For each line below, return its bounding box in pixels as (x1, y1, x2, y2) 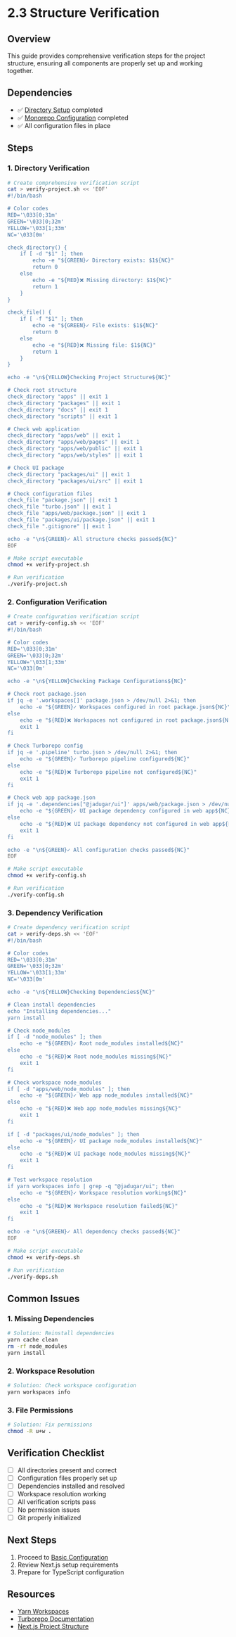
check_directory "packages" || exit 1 (7, 400, 121, 407)
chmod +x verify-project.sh (7, 561, 90, 568)
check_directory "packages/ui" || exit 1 (7, 471, 131, 478)
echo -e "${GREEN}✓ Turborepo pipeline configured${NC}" (20, 756, 190, 763)
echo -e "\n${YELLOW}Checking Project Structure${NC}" (7, 374, 171, 381)
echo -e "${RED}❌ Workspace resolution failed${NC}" (20, 1202, 178, 1209)
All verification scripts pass (17, 1497, 96, 1506)
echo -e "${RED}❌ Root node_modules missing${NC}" (20, 1053, 172, 1060)
